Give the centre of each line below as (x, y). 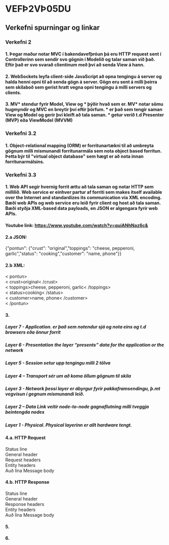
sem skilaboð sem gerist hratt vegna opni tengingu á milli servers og (78, 87)
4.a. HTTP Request (26, 438)
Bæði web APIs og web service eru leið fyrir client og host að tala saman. (83, 203)
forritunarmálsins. (25, 161)
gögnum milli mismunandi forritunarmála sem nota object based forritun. (83, 151)
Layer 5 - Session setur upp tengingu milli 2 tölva (58, 363)
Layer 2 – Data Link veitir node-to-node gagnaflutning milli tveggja (77, 407)
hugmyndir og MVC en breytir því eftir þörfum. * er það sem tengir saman (84, 110)
